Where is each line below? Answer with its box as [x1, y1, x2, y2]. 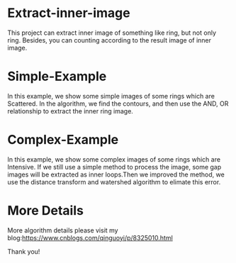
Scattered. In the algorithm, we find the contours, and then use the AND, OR [7, 99, 229, 108]
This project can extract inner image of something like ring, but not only [7, 28, 216, 37]
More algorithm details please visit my [7, 225, 118, 235]
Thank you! [7, 247, 40, 256]
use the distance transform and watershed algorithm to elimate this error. [7, 177, 221, 186]
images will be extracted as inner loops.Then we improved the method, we [7, 170, 225, 179]
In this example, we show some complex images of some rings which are [7, 155, 221, 164]
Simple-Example [7, 69, 107, 84]
